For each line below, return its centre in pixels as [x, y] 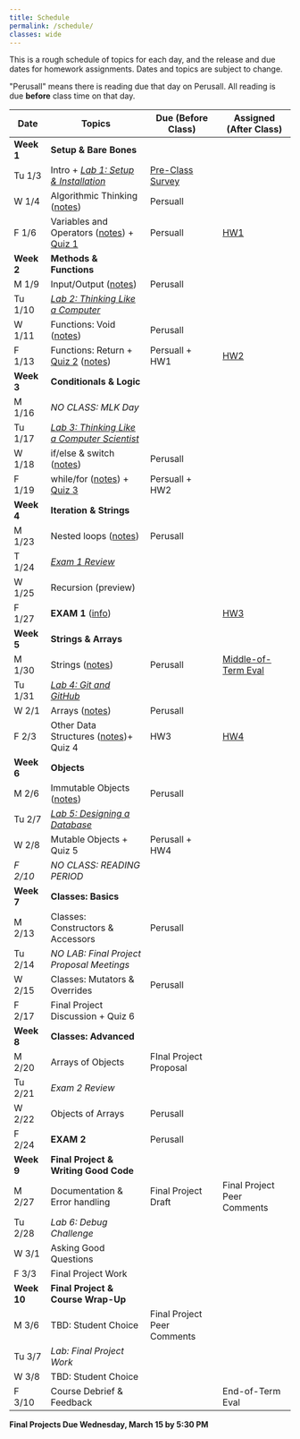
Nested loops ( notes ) [95, 536]
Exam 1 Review [83, 562]
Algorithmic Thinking [94, 196]
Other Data [73, 725]
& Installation [78, 182]
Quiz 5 [64, 851]
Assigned [254, 118]
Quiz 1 [64, 244]
